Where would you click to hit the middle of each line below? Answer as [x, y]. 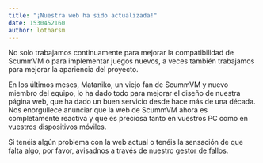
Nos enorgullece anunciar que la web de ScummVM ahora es [108, 110]
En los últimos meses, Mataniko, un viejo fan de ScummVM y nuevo [118, 85]
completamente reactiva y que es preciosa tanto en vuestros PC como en [128, 119]
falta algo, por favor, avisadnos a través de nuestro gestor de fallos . [118, 150]
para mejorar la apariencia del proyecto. [73, 70]
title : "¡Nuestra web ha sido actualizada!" [83, 15]
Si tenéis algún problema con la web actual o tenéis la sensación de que [126, 142]
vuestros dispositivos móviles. [57, 127]
